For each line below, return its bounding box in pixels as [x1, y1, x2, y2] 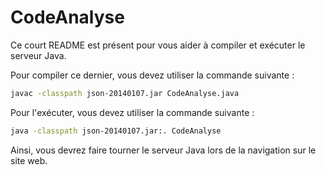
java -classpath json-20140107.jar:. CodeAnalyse [10, 126, 222, 136]
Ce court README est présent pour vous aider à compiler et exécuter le [10, 39, 306, 51]
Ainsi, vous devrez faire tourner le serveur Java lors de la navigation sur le [10, 144, 317, 156]
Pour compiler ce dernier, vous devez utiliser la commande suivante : [10, 69, 295, 81]
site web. [10, 154, 48, 166]
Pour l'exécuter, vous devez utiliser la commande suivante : [10, 106, 255, 118]
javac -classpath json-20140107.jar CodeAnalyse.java [10, 88, 240, 98]
